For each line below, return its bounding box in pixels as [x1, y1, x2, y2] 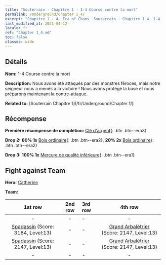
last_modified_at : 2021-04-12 [5, 21, 68, 26]
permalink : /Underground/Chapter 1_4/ [5, 12, 85, 17]
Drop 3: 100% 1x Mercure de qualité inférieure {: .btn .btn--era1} [5, 152, 135, 158]
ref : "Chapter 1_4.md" [5, 30, 52, 35]
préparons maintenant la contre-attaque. [5, 91, 88, 97]
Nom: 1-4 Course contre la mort [5, 71, 70, 76]
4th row [120, 204, 139, 211]
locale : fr [5, 26, 28, 31]
